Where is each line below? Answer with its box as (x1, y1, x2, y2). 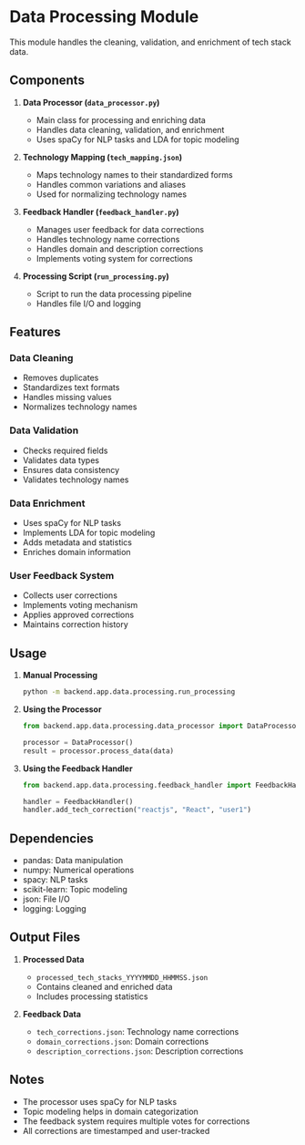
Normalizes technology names (22, 401, 137, 412)
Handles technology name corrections (36, 233, 180, 244)
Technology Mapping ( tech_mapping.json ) (22, 151, 183, 162)
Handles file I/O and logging (36, 298, 141, 309)
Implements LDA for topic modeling (22, 527, 156, 539)
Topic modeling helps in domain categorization (22, 1106, 198, 1117)
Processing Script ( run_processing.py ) (22, 271, 170, 282)
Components (9, 73, 85, 88)
